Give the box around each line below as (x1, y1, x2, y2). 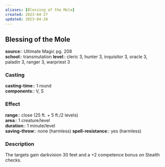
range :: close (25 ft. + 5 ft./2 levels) (5, 112, 78, 118)
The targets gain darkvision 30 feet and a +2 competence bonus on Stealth (5, 152, 160, 158)
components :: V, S (5, 88, 44, 94)
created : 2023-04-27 (5, 12, 48, 17)
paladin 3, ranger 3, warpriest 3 (5, 59, 70, 65)
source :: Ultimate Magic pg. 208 (5, 48, 72, 54)
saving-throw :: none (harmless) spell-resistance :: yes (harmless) (5, 128, 141, 134)
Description (5, 140, 34, 147)
